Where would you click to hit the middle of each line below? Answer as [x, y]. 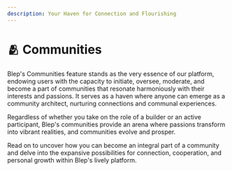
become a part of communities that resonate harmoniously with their [106, 89]
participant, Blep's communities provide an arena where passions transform [116, 124]
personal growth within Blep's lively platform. [72, 160]
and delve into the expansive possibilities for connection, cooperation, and [115, 153]
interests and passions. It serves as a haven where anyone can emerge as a [116, 96]
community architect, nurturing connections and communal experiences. [112, 103]
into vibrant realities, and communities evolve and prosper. [92, 132]
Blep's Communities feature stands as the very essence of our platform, [111, 73]
